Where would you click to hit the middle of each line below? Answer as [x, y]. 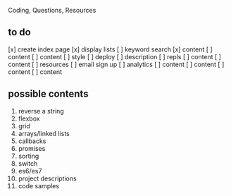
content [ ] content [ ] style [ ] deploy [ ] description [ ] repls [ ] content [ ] [114, 56]
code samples [38, 185]
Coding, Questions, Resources [52, 10]
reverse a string [41, 111]
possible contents [48, 94]
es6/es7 [30, 171]
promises [32, 148]
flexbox [29, 118]
